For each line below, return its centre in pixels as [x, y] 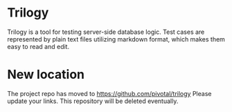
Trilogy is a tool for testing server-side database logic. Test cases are [106, 32]
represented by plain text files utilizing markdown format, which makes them [116, 39]
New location [46, 75]
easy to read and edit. [38, 46]
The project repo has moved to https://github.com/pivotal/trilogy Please [109, 93]
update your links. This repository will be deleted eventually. [93, 101]
